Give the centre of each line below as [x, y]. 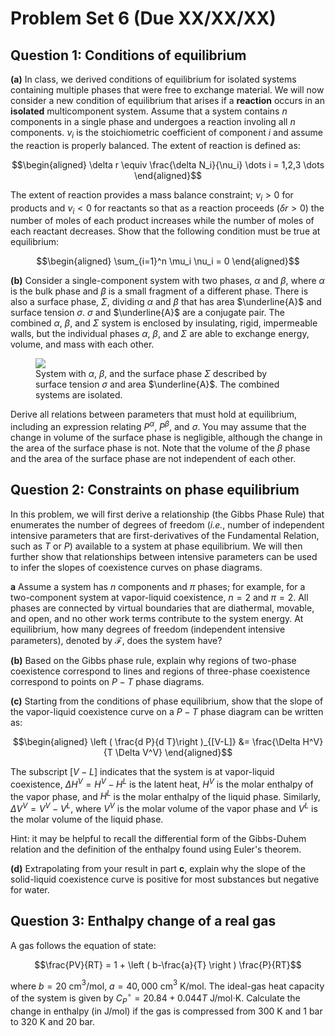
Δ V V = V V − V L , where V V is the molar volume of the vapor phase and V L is [164, 807]
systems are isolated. [79, 395]
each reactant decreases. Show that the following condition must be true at [165, 231]
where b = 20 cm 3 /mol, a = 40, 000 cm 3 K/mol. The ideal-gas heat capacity [167, 985]
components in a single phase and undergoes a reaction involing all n [153, 121]
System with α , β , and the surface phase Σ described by [151, 374]
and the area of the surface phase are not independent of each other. [153, 459]
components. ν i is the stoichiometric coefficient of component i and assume [167, 134]
